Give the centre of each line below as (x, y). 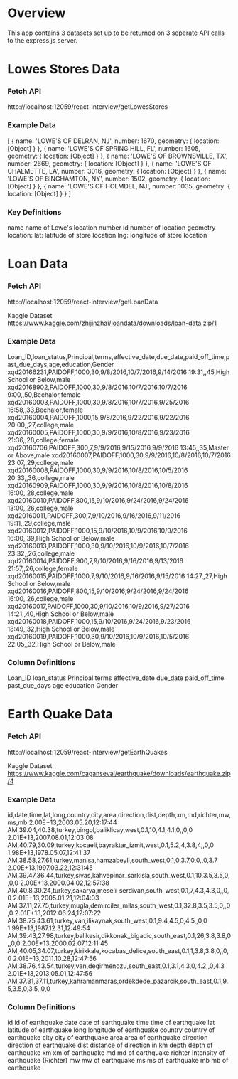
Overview (37, 13)
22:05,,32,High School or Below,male (61, 644)
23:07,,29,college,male (40, 462)
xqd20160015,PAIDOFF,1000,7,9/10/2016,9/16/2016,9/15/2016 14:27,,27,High (117, 576)
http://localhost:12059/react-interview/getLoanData (83, 302)
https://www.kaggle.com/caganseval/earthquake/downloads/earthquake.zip (119, 773)
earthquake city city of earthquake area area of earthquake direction (108, 1038)
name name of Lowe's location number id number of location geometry (112, 228)
